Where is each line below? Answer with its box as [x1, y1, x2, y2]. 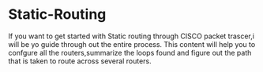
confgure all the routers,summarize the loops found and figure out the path [8, 48, 252, 57]
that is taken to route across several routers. [8, 56, 152, 66]
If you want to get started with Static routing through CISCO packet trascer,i [8, 31, 255, 41]
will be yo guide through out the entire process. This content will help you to [8, 39, 256, 49]
